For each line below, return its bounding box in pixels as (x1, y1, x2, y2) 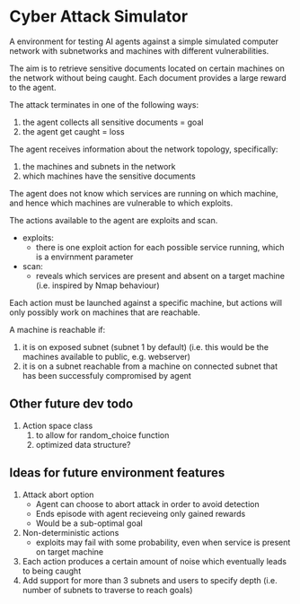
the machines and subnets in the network (22, 161, 176, 171)
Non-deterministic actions (22, 527, 119, 538)
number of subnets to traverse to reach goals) (22, 584, 193, 595)
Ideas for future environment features (9, 465, 225, 481)
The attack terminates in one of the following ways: (9, 99, 199, 109)
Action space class (22, 420, 93, 431)
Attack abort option (22, 489, 94, 500)
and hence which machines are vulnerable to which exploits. (9, 197, 234, 208)
